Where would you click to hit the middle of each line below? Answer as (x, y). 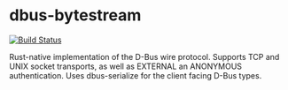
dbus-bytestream (75, 15)
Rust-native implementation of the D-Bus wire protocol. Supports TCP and (144, 56)
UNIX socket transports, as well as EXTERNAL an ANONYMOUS (125, 66)
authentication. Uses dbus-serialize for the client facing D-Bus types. (136, 75)
